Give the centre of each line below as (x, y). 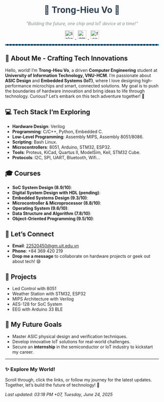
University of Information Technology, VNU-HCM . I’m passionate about (78, 75)
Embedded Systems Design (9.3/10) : (50, 198)
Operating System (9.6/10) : (40, 208)
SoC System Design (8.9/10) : (42, 188)
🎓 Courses (23, 173)
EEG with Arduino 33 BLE (37, 309)
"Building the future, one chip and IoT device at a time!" (82, 23)
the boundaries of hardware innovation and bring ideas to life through (75, 91)
